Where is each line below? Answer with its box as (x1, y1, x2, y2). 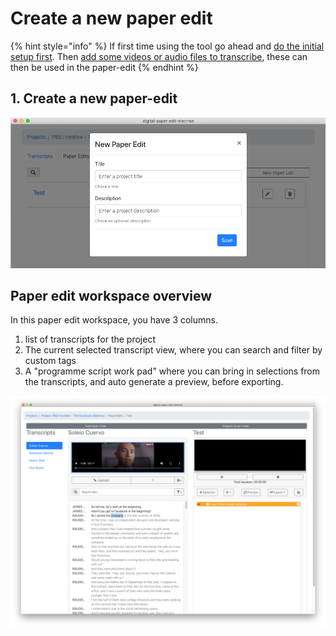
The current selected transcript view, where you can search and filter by (24, 344, 323, 356)
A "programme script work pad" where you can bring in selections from (24, 365, 321, 377)
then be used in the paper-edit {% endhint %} (10, 61, 199, 73)
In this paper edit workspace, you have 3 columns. (10, 314, 219, 326)
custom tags (24, 355, 77, 367)
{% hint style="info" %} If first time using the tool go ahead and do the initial (10, 40, 325, 52)
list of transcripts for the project (24, 333, 156, 346)
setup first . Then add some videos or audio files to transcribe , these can (10, 50, 308, 62)
